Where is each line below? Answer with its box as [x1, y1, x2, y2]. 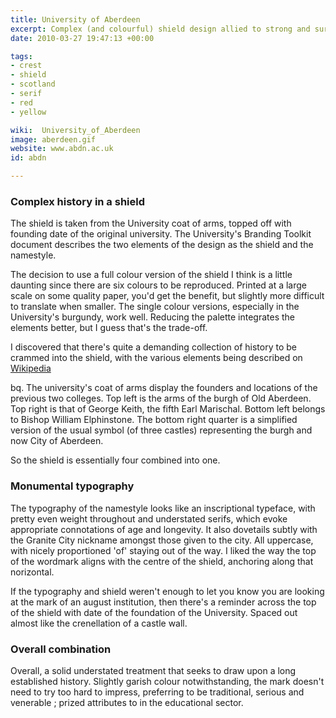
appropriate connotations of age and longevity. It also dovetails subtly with [10, 523, 318, 535]
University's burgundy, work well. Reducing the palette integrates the [10, 311, 295, 323]
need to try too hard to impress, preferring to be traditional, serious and [10, 686, 305, 698]
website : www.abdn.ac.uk [10, 144, 114, 154]
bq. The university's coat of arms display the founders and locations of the [10, 382, 318, 394]
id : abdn [10, 153, 47, 163]
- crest [10, 61, 43, 71]
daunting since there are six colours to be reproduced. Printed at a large [10, 279, 308, 291]
